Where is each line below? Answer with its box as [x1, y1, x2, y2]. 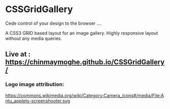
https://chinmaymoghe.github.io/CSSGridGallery [5, 58, 165, 67]
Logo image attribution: [5, 81, 64, 88]
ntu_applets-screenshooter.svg [5, 97, 70, 104]
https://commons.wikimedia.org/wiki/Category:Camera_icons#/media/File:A [5, 92, 164, 98]
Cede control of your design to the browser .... [5, 20, 103, 26]
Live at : [5, 50, 31, 59]
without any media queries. [5, 35, 62, 41]
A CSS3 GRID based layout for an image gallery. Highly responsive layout [5, 30, 158, 36]
